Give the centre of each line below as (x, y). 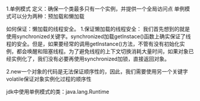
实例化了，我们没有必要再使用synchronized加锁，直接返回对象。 (90, 59)
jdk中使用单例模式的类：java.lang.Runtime (58, 92)
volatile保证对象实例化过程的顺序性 (49, 79)
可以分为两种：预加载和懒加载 (48, 16)
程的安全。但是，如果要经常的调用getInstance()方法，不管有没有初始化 (93, 44)
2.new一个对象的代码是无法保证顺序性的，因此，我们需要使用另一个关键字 (97, 71)
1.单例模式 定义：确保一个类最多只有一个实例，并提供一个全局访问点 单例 (96, 9)
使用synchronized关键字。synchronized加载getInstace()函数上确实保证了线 (99, 36)
